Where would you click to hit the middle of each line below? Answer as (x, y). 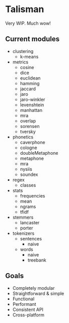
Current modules (32, 39)
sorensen (30, 126)
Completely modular (33, 288)
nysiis (26, 169)
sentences (31, 238)
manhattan (31, 110)
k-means (29, 56)
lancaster (30, 222)
